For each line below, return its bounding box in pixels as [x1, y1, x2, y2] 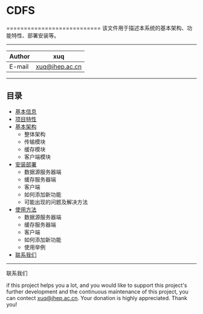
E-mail [9, 62, 29, 71]
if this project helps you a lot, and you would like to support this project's [6, 281, 187, 289]
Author [9, 52, 30, 60]
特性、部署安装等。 [11, 31, 59, 39]
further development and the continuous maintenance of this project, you [6, 287, 189, 295]
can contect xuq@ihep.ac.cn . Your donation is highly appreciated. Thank [6, 294, 187, 301]
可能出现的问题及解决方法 [24, 198, 88, 206]
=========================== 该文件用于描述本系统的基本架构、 [6, 24, 187, 31]
